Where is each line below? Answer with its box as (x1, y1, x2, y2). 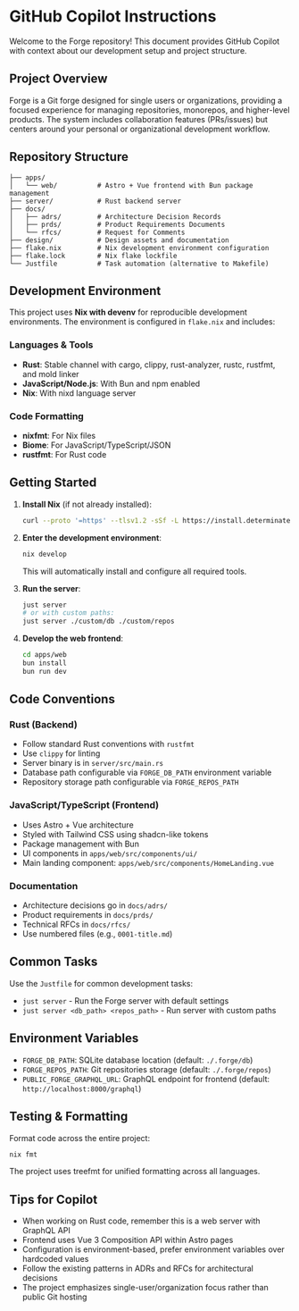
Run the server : (21, 583, 81, 593)
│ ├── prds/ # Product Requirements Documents (9, 220, 226, 229)
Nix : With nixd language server (21, 387, 137, 399)
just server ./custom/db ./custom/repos (21, 617, 175, 626)
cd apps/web (21, 651, 67, 660)
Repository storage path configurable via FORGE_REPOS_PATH (21, 777, 239, 787)
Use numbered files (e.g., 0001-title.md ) (21, 929, 173, 939)
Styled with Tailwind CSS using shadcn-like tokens (21, 828, 209, 839)
